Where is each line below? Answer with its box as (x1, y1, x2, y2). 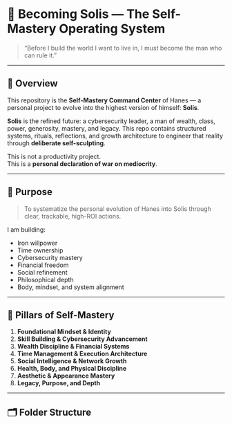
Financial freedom (17, 261, 69, 269)
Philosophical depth (17, 275, 74, 284)
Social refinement (17, 268, 68, 276)
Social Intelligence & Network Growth (17, 357, 127, 365)
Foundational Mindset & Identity (17, 328, 112, 336)
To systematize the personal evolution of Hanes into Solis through (23, 204, 212, 213)
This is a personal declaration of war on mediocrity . (7, 159, 157, 168)
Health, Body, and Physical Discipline (17, 365, 127, 373)
